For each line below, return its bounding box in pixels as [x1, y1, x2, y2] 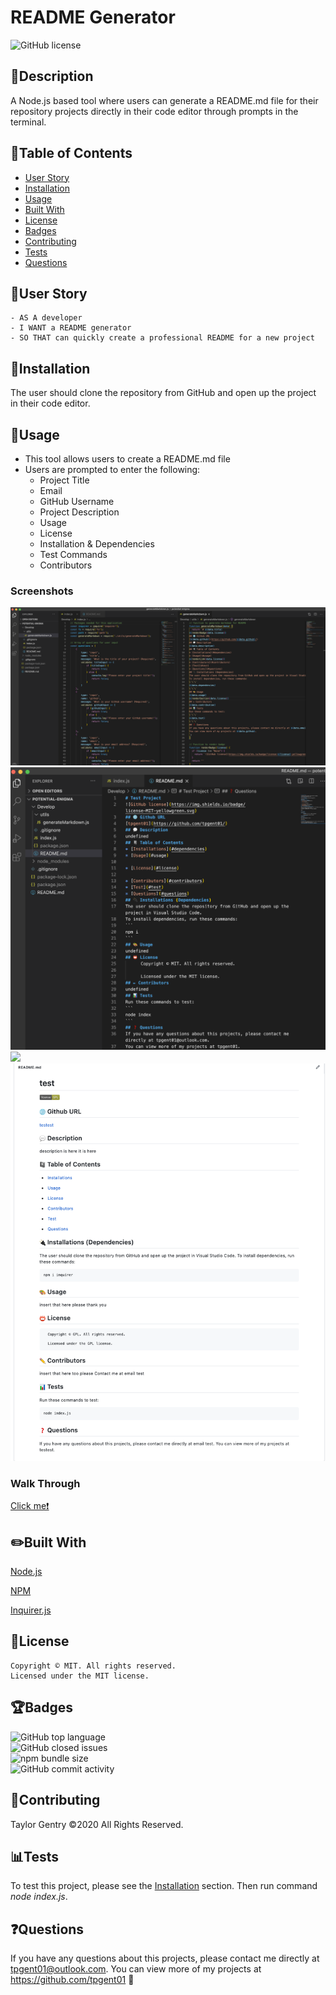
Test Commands [39, 549, 108, 560]
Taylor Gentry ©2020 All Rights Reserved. [10, 1818, 184, 1830]
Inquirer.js [10, 1604, 52, 1616]
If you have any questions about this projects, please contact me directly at [10, 1952, 320, 1965]
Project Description [39, 506, 120, 518]
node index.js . [10, 1891, 68, 1903]
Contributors [39, 559, 93, 571]
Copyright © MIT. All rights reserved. [10, 1661, 177, 1671]
